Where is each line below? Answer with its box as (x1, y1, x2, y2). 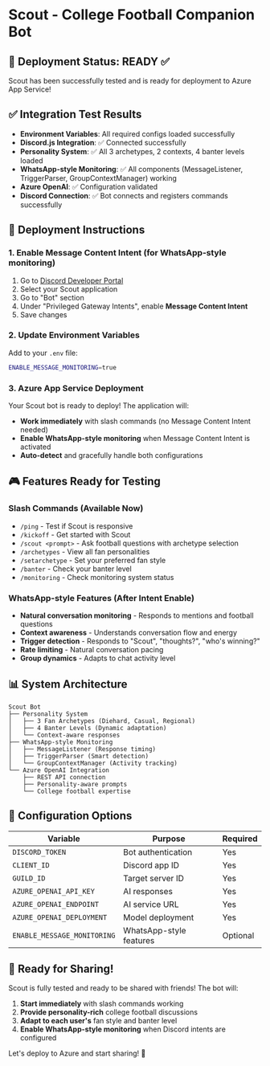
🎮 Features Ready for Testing (8, 475, 161, 488)
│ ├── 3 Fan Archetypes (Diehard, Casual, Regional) (8, 717, 196, 725)
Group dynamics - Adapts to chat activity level (19, 653, 176, 663)
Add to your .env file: (8, 348, 78, 357)
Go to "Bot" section (19, 292, 84, 302)
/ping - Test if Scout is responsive (19, 521, 133, 531)
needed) (19, 424, 48, 435)
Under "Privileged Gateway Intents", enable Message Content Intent (19, 301, 248, 311)
